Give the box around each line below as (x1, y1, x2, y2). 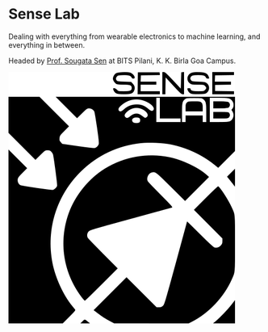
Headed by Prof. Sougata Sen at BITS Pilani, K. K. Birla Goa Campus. (8, 56, 237, 65)
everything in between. (8, 40, 86, 49)
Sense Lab (8, 5, 81, 23)
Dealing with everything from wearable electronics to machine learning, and (8, 32, 261, 41)
